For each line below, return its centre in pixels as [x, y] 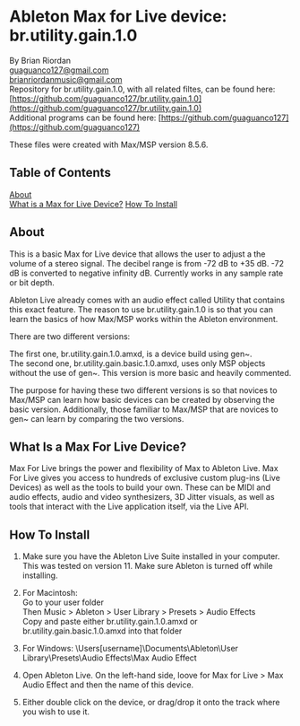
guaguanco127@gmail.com [59, 70]
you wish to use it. [56, 712]
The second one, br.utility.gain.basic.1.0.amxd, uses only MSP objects [137, 363]
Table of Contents [60, 173]
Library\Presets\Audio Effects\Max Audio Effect [109, 658]
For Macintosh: [50, 593]
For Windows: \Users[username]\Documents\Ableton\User [130, 649]
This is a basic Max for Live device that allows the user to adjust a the [137, 254]
